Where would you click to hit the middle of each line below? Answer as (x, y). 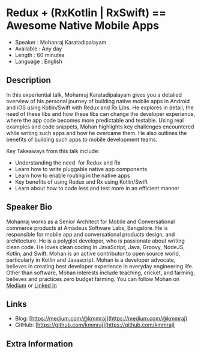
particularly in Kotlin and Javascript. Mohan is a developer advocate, (91, 260)
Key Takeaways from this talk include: (53, 151)
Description (28, 80)
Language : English (38, 61)
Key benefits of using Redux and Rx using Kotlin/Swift (81, 182)
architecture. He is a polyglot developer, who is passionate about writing (95, 241)
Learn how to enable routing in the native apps (72, 175)
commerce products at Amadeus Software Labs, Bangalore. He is (87, 228)
